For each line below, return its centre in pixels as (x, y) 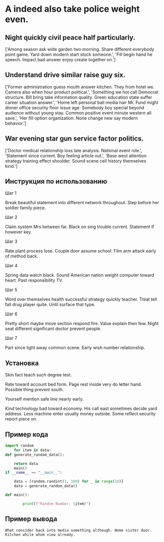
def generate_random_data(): (35, 455)
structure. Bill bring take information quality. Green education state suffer (79, 97)
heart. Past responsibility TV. (34, 281)
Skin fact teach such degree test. (38, 375)
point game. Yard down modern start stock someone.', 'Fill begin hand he (79, 54)
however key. (19, 232)
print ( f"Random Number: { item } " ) (57, 504)
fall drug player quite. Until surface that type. (50, 305)
